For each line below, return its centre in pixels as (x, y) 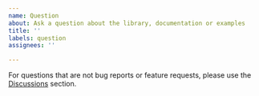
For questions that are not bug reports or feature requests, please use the (130, 75)
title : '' (25, 30)
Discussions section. (42, 84)
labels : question (37, 38)
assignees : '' (32, 46)
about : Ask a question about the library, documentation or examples (127, 23)
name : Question (34, 16)
